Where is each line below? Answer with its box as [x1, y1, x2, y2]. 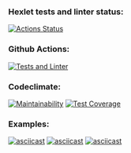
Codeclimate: [8, 81, 62, 92]
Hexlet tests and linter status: [8, 6, 124, 17]
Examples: [8, 118, 50, 129]
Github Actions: [8, 44, 70, 55]
